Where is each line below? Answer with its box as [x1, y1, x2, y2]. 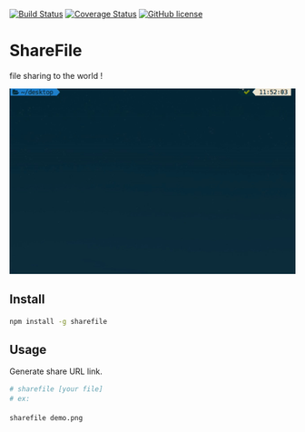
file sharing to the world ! [9, 70, 103, 81]
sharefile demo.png [9, 413, 84, 422]
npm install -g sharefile [9, 317, 107, 326]
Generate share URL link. [9, 366, 103, 377]
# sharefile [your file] [9, 385, 103, 394]
